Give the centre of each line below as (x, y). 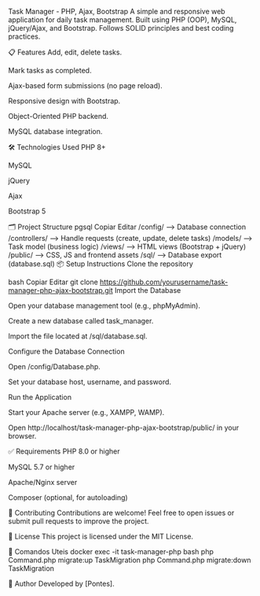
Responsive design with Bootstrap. (64, 101)
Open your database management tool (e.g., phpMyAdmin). (104, 305)
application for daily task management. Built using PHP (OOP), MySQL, (123, 20)
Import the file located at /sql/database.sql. (78, 336)
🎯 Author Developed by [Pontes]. (62, 583)
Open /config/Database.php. (54, 366)
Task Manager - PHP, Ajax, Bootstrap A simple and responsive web (117, 11)
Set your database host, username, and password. (90, 382)
